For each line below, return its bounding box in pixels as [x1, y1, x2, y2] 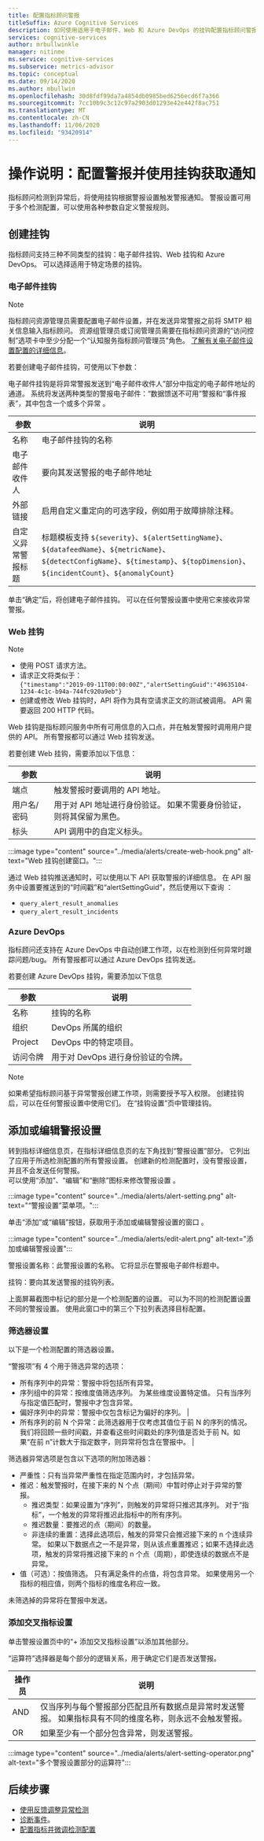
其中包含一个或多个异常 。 [24, 398, 110, 408]
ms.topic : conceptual [8, 70, 79, 78]
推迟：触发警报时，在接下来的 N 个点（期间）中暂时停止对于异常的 [19, 1481, 236, 1490]
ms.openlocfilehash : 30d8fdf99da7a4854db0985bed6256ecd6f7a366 [8, 92, 220, 100]
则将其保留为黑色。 [53, 811, 126, 822]
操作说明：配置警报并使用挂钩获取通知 [8, 164, 257, 183]
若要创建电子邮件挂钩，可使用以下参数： [8, 362, 139, 371]
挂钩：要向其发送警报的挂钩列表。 [8, 1278, 119, 1287]
